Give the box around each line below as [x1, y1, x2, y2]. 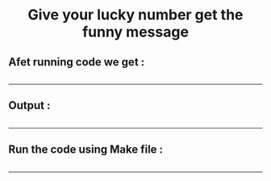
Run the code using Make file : [8, 143, 164, 157]
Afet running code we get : [8, 55, 145, 69]
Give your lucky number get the [27, 6, 244, 24]
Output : [8, 99, 51, 112]
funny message [81, 23, 190, 41]
